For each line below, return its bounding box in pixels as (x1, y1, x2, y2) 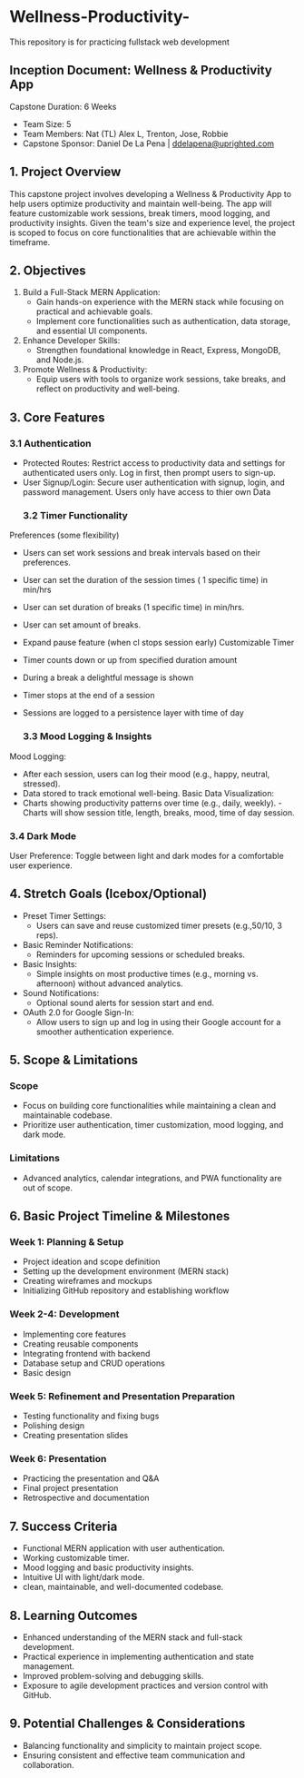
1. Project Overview (9, 164, 122, 180)
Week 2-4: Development (9, 1308, 120, 1320)
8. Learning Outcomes (9, 1607, 138, 1623)
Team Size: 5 (22, 118, 72, 129)
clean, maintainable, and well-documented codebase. (22, 1582, 224, 1593)
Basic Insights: (22, 958, 78, 969)
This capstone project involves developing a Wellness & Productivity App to (9, 188, 292, 199)
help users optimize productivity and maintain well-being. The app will (9, 198, 272, 209)
